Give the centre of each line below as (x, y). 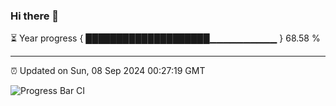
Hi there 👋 (35, 16)
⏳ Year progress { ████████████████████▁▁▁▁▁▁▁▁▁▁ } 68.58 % (165, 38)
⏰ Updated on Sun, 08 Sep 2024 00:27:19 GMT (108, 71)
